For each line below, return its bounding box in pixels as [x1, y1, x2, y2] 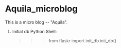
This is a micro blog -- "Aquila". [5, 19, 68, 25]
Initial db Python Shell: [12, 28, 57, 34]
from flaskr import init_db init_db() [48, 37, 117, 44]
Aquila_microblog [5, 3, 78, 14]
